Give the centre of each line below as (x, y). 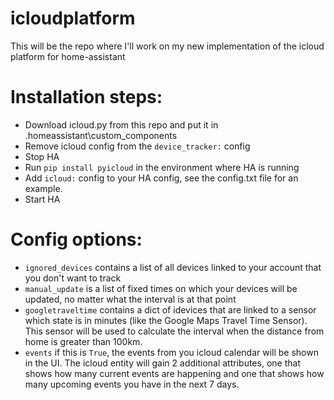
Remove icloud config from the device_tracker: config (137, 146)
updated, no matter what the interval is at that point (130, 299)
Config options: (76, 239)
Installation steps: (86, 97)
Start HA (42, 199)
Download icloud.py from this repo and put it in (121, 124)
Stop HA (42, 156)
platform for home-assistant (68, 56)
